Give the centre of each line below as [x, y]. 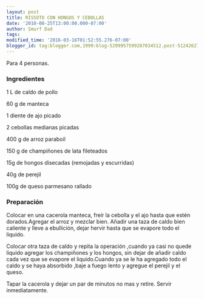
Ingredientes [25, 78]
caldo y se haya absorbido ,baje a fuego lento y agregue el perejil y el [93, 266]
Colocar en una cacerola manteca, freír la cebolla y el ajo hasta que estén [98, 215]
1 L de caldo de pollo [32, 92]
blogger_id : [21, 46]
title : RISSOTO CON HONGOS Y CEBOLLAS [55, 18]
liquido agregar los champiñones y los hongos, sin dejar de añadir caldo [96, 253]
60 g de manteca [28, 104]
